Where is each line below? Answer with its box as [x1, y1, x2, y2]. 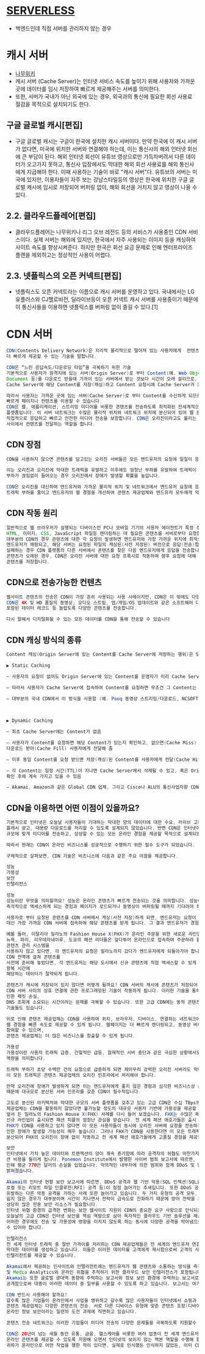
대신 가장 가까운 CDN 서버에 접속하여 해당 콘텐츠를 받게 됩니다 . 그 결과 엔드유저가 [6, 920, 188, 926]
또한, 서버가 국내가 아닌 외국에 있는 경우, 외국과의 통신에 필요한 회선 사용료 [15, 92, 193, 100]
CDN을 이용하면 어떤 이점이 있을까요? [6, 802, 140, 813]
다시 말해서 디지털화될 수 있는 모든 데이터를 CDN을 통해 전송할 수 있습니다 [6, 616, 170, 623]
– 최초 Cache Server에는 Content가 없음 [6, 729, 102, 735]
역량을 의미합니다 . [6, 1055, 46, 1061]
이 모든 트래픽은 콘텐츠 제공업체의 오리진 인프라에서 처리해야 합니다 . [6, 1072, 157, 1078]
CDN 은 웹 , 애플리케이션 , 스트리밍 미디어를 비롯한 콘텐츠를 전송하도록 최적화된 [6, 404, 176, 410]
